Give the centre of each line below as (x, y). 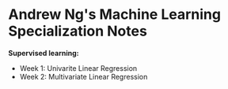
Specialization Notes (78, 31)
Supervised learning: (44, 53)
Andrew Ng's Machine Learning (115, 15)
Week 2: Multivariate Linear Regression (84, 76)
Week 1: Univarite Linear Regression (78, 68)
